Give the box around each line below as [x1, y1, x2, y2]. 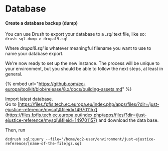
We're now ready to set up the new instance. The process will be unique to [5, 60, 160, 66]
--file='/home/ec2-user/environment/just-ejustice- [45, 137, 156, 142]
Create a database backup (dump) [5, 20, 78, 26]
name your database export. [5, 51, 64, 57]
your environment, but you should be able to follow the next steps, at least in [5, 66, 163, 72]
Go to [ [5, 101, 20, 107]
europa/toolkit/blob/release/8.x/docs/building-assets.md [5, 86, 122, 92]
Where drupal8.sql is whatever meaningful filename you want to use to [5, 45, 151, 51]
